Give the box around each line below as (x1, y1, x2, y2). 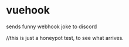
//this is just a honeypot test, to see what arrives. (6, 34, 124, 41)
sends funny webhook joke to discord (6, 23, 97, 30)
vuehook (6, 4, 50, 17)
